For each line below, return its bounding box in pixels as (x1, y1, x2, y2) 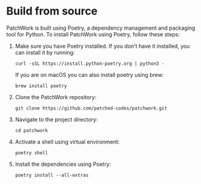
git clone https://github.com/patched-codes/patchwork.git (15, 105, 168, 111)
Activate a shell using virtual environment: (15, 138, 120, 145)
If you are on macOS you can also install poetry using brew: (15, 71, 164, 78)
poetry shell (15, 149, 48, 156)
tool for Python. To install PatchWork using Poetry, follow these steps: (6, 30, 180, 38)
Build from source (6, 4, 98, 18)
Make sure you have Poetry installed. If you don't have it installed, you (15, 42, 190, 50)
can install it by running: (15, 48, 75, 56)
